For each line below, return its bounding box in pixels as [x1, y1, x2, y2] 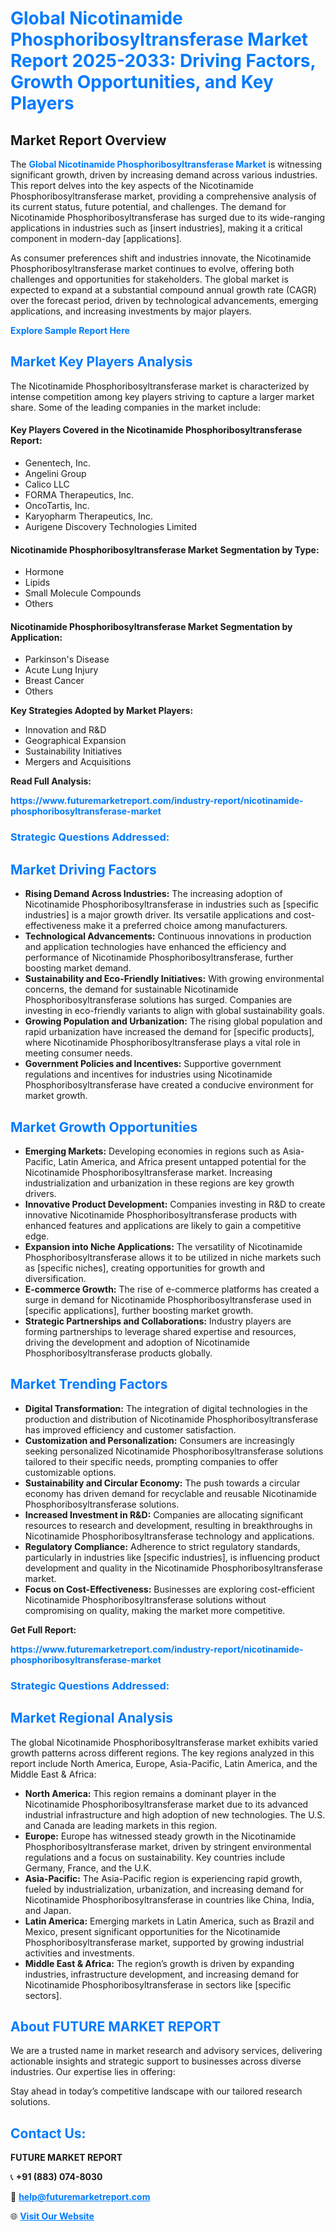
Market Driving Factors [10, 861, 157, 878]
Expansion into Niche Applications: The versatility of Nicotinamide [24, 1240, 303, 1252]
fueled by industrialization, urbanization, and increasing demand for [24, 1883, 305, 1895]
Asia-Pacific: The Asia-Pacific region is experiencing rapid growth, [24, 1872, 303, 1884]
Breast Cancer [24, 675, 85, 687]
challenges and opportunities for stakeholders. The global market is [10, 273, 289, 285]
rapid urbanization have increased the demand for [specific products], [24, 1026, 315, 1038]
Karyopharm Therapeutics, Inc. [24, 510, 153, 522]
